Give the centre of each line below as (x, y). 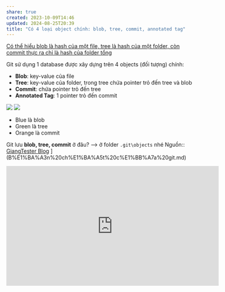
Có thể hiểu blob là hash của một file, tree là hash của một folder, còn (93, 46)
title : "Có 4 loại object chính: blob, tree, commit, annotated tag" (96, 29)
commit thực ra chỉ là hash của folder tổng (59, 53)
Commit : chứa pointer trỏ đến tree (58, 89)
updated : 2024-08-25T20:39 (40, 23)
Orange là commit (37, 133)
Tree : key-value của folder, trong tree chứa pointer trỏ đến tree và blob (103, 83)
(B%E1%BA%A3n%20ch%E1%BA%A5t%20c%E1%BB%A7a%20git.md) (96, 158)
